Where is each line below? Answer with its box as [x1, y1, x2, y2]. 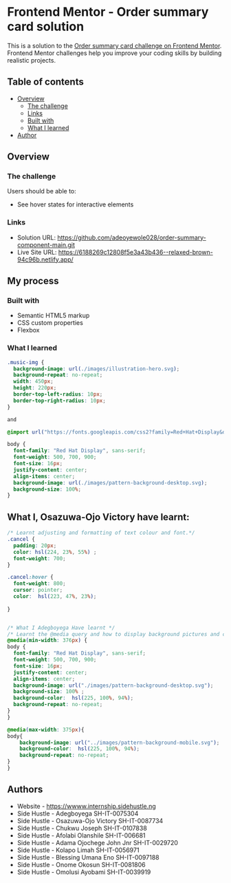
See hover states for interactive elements [16, 200, 134, 209]
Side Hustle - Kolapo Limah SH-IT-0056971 [16, 846, 140, 854]
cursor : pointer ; [13, 586, 63, 594]
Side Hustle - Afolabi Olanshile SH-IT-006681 [16, 831, 146, 840]
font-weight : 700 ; [13, 555, 67, 562]
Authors [7, 784, 43, 796]
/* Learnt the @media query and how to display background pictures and [7, 630, 220, 637]
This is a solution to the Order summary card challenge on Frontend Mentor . [7, 41, 222, 50]
